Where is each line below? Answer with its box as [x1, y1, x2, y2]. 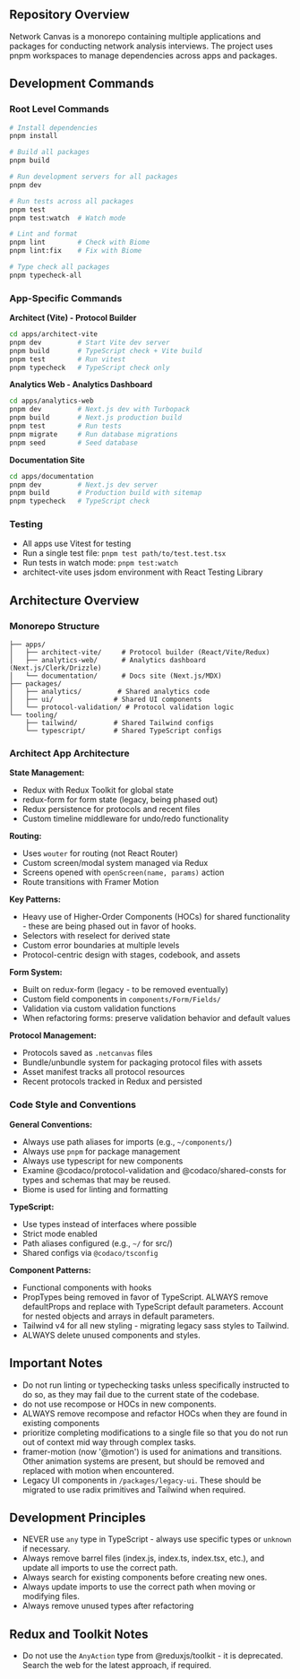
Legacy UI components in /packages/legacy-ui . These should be [21, 1475, 261, 1485]
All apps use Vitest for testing [21, 538, 132, 550]
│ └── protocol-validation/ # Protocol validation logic [9, 703, 235, 712]
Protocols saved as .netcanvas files [21, 1048, 153, 1059]
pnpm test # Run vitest [9, 354, 126, 364]
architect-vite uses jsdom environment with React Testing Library [21, 567, 263, 577]
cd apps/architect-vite [9, 330, 99, 339]
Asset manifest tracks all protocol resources [21, 1067, 185, 1078]
